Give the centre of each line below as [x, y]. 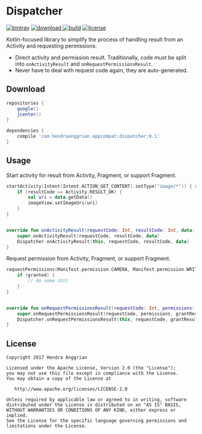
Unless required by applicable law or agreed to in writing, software [96, 400]
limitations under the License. [47, 426]
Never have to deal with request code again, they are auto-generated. [101, 70]
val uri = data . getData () [60, 197]
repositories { [25, 103]
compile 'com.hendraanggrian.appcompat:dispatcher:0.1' [89, 137]
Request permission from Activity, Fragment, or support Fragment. [88, 259]
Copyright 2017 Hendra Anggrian [47, 358]
